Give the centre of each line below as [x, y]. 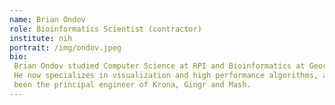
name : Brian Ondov [47, 19]
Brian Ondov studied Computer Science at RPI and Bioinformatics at [159, 66]
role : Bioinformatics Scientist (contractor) [105, 29]
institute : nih [41, 38]
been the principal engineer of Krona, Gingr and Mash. [132, 85]
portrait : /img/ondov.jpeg [65, 47]
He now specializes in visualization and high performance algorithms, [166, 76]
